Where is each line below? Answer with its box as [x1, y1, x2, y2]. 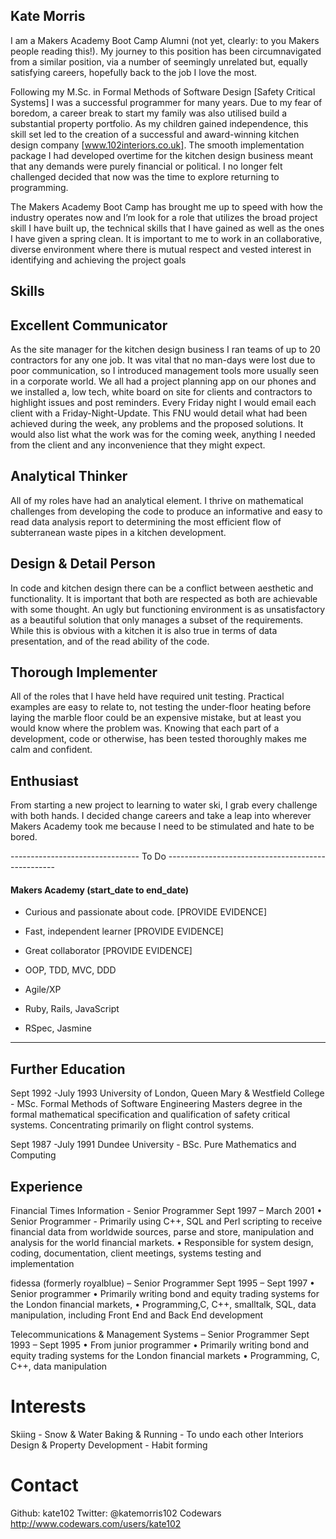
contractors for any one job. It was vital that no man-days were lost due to [10, 354, 316, 366]
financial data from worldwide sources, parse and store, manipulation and [10, 1226, 314, 1238]
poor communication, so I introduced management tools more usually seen [10, 365, 320, 377]
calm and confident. [10, 744, 93, 756]
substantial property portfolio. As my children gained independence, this [10, 117, 309, 129]
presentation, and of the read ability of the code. [10, 635, 210, 647]
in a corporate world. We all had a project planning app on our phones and [10, 375, 317, 388]
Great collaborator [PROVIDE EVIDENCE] [24, 945, 193, 957]
